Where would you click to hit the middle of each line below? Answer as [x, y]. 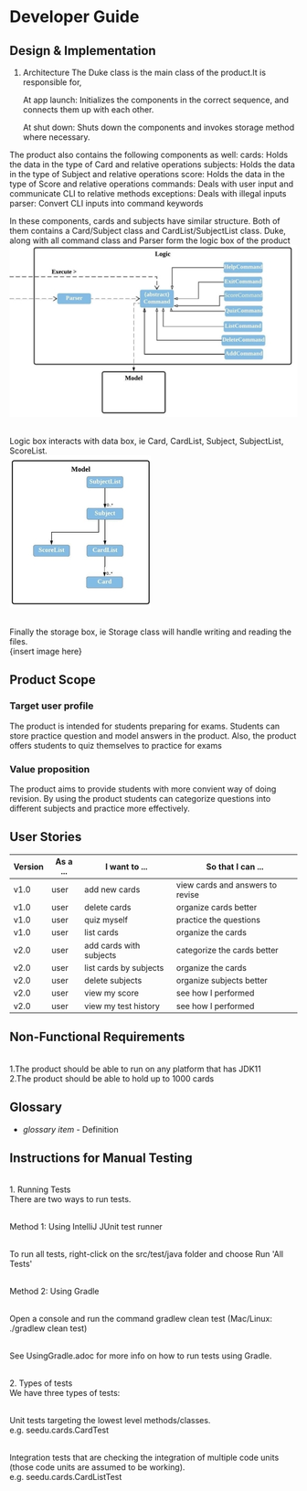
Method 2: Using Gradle [54, 1292]
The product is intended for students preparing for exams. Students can [145, 726]
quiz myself [106, 920]
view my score [112, 993]
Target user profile [52, 706]
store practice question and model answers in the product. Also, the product [153, 735]
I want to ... [126, 867]
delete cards [108, 907]
